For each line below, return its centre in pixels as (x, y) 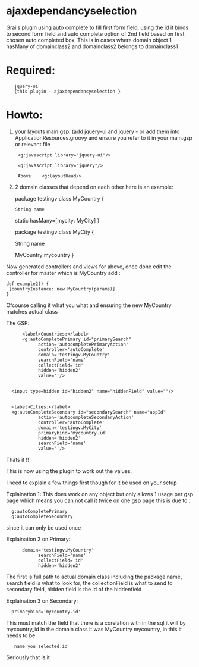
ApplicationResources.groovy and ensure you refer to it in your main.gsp (104, 137)
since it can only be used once (44, 527)
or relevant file (32, 144)
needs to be (21, 635)
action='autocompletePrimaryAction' (83, 344)
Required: (31, 71)
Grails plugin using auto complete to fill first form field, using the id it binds (97, 27)
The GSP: (18, 323)
